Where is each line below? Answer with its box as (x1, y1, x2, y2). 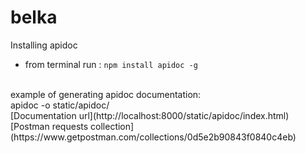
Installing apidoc (10, 39, 78, 51)
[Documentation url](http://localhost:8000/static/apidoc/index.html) (10, 109, 290, 121)
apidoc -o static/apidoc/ (10, 99, 110, 111)
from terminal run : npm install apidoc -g (24, 58, 198, 70)
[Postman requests (10, 120, 89, 132)
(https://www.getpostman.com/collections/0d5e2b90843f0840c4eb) (10, 131, 297, 143)
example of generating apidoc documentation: (10, 88, 202, 100)
